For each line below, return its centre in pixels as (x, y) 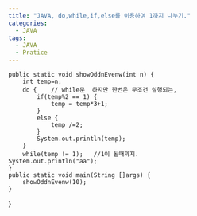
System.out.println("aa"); (53, 161)
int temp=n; (42, 81)
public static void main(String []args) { (79, 175)
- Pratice (31, 53)
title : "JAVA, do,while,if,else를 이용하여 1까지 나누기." (100, 16)
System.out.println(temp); (81, 139)
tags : (17, 38)
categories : (28, 23)
